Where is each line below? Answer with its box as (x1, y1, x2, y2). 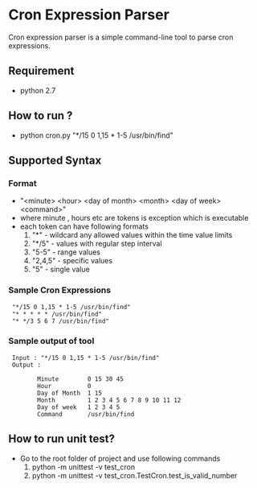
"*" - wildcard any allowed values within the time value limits (31, 230, 233, 240)
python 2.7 (19, 85, 56, 95)
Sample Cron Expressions (8, 284, 111, 296)
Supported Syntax (8, 153, 102, 167)
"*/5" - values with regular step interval (31, 239, 162, 249)
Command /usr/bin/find (37, 410, 135, 418)
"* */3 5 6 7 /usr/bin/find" (11, 316, 110, 325)
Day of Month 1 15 (37, 389, 103, 397)
